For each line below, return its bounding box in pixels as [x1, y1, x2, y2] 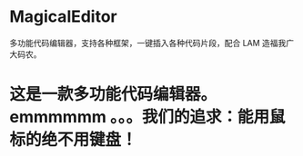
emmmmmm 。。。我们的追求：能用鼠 [9, 107, 286, 128]
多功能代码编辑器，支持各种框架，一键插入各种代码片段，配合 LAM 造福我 [9, 37, 287, 48]
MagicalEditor [9, 6, 118, 27]
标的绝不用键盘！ [9, 130, 138, 151]
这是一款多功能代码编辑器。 [9, 84, 217, 105]
